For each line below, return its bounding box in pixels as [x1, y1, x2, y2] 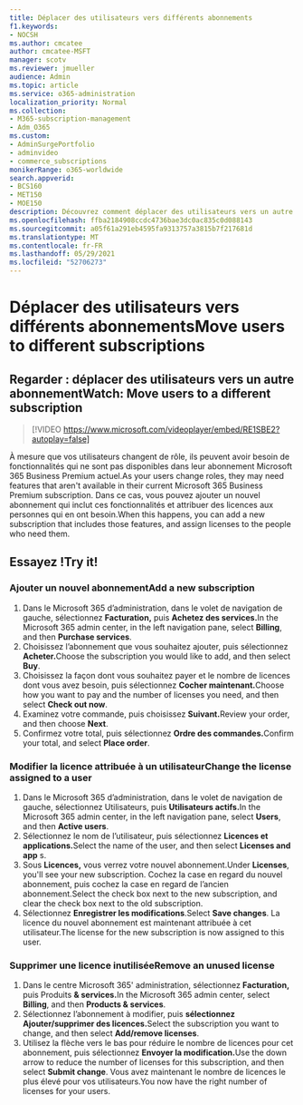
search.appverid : [9, 173, 75, 182]
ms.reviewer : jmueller [9, 64, 95, 73]
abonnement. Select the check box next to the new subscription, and [22, 888, 278, 899]
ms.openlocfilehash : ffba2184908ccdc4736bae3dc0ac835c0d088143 [9, 215, 253, 225]
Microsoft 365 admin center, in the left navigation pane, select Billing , [22, 621, 282, 632]
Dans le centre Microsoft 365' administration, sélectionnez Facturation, [22, 980, 290, 991]
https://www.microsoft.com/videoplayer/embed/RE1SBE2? [62, 424, 280, 435]
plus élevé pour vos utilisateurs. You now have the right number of [22, 1076, 268, 1087]
